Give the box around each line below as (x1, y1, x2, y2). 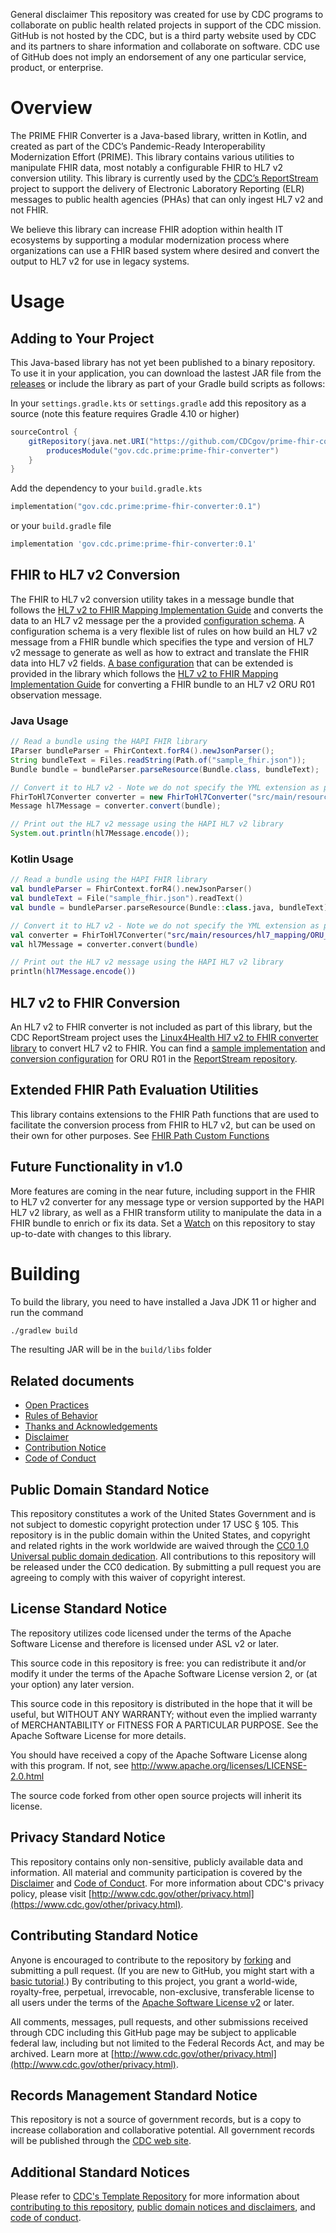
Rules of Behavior (24, 1410, 98, 1422)
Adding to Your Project (10, 330, 155, 347)
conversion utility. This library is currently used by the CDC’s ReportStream (10, 172, 319, 184)
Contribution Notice (24, 1442, 107, 1454)
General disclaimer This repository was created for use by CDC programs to (10, 9, 324, 20)
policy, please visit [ (10, 1887, 92, 1899)
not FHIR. (10, 204, 49, 216)
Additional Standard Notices (10, 2164, 190, 2181)
